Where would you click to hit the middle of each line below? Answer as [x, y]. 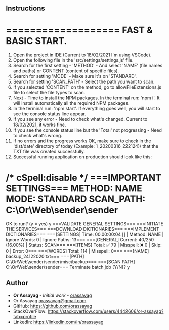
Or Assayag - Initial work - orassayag [52, 295]
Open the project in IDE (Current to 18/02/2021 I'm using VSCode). [82, 55]
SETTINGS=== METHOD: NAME [74, 188]
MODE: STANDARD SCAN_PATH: [76, 199]
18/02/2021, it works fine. [39, 125]
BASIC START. [36, 41]
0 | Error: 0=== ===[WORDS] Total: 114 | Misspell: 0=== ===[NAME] [77, 251]
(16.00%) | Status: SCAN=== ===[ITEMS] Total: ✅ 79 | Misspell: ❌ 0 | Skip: [84, 245]
